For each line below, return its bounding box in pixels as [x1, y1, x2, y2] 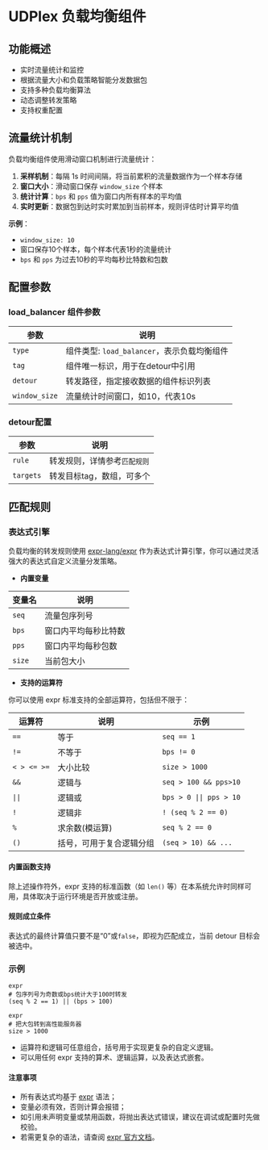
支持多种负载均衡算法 [19, 86, 91, 94]
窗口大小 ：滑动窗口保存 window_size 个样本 [19, 181, 163, 190]
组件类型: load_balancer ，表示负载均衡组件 [65, 345, 229, 356]
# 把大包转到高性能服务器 [8, 1020, 82, 1029]
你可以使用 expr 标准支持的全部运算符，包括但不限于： [8, 695, 190, 705]
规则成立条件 [8, 911, 51, 921]
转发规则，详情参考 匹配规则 [49, 455, 150, 466]
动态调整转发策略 [19, 95, 77, 105]
